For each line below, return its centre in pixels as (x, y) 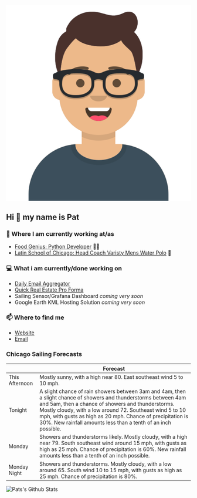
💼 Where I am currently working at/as (60, 233)
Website (25, 333)
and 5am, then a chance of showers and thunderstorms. (107, 404)
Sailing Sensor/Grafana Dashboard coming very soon (79, 296)
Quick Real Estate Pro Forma (49, 290)
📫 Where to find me (35, 317)
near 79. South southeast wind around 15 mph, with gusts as (113, 443)
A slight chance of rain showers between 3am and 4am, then (113, 391)
